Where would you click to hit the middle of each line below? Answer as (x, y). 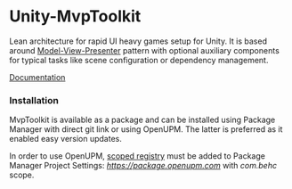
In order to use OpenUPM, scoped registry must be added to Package (137, 156)
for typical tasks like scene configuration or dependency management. (139, 60)
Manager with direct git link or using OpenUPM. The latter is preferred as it (146, 129)
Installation (34, 100)
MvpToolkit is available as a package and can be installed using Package (142, 120)
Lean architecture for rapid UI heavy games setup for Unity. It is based (138, 41)
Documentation (37, 77)
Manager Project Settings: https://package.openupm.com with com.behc (143, 166)
